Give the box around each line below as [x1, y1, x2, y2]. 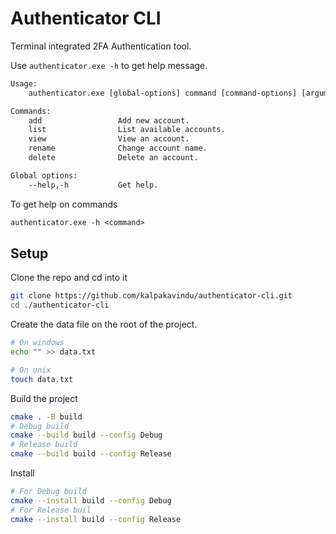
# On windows [10, 338, 65, 348]
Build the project [10, 392, 78, 404]
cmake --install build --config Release [10, 514, 182, 524]
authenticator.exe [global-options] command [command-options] [28, 88, 298, 98]
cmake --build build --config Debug [10, 430, 163, 441]
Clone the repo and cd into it [10, 272, 128, 284]
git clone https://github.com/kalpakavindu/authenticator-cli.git [10, 291, 293, 301]
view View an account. [28, 134, 190, 144]
